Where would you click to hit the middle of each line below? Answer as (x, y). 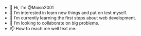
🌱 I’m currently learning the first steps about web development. (73, 18)
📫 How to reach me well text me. (43, 28)
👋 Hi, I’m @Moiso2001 (32, 8)
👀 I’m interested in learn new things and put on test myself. (68, 13)
